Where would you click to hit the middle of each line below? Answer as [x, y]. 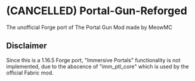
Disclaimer [27, 46]
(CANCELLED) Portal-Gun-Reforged [97, 11]
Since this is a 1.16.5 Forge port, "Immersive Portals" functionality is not [93, 60]
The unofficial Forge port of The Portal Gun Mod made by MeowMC [89, 27]
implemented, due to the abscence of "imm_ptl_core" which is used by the [97, 66]
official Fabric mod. [30, 73]
